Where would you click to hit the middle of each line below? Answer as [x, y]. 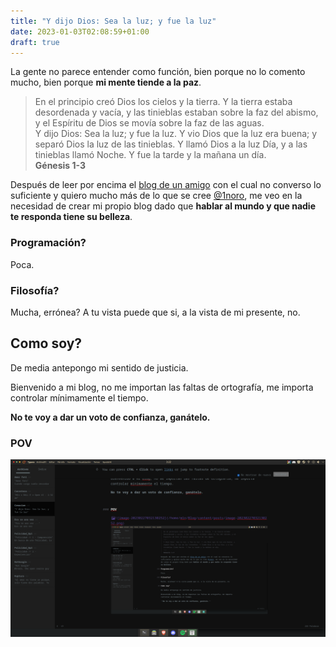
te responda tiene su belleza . [71, 217]
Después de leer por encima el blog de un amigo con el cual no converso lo [166, 185]
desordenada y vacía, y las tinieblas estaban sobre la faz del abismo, [176, 112]
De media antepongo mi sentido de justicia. [99, 367]
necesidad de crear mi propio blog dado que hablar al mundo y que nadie [163, 206]
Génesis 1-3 [60, 166]
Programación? [48, 243]
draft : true [35, 42]
